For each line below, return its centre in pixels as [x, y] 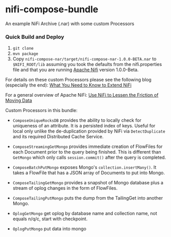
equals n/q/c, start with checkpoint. [50, 219]
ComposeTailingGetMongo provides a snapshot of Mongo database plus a [88, 183]
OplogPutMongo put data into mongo [50, 229]
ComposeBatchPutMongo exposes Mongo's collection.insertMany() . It [84, 167]
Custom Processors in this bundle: [41, 111]
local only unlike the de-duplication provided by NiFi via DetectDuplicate [89, 131]
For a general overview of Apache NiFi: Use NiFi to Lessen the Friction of [82, 95]
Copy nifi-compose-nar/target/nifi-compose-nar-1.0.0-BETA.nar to [84, 59]
